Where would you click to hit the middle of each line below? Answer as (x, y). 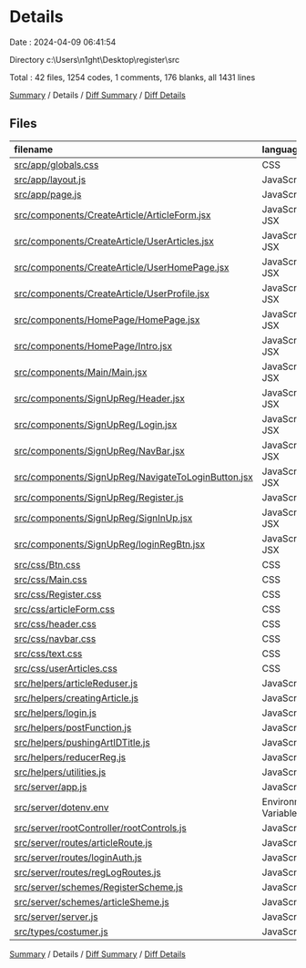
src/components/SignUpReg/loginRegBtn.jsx (110, 544)
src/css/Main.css (51, 579)
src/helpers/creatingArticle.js (76, 697)
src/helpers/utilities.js (60, 772)
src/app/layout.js (50, 180)
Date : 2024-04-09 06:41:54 (63, 42)
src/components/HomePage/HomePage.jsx (107, 319)
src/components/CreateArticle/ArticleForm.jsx (112, 214)
